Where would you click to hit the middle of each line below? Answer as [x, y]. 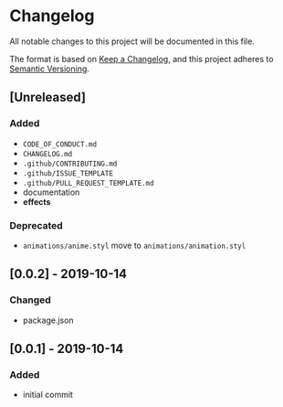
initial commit [47, 395]
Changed [31, 300]
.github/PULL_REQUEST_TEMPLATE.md [88, 183]
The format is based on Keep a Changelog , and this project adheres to [141, 59]
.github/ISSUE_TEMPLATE [68, 173]
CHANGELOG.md [47, 154]
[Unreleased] [48, 97]
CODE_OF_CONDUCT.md [60, 144]
